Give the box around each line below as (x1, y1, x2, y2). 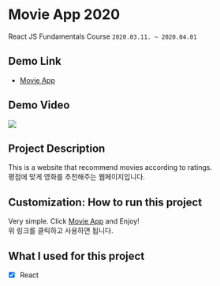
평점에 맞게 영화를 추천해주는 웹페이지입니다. (8, 172, 146, 182)
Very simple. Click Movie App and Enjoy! (8, 216, 140, 226)
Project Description (8, 141, 106, 155)
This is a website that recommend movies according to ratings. (8, 163, 213, 172)
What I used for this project (8, 249, 145, 262)
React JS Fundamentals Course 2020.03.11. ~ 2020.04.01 (8, 32, 197, 41)
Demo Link (8, 55, 62, 68)
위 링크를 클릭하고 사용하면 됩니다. (8, 226, 114, 235)
